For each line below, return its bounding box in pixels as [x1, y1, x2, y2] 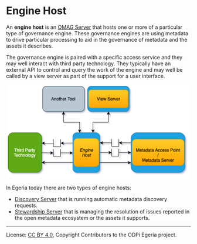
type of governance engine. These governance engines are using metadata [6, 29, 189, 36]
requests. [14, 202, 38, 209]
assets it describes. [6, 42, 53, 49]
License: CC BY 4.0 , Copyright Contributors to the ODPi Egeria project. [6, 231, 177, 238]
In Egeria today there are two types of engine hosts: [6, 184, 132, 191]
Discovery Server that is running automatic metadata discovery [14, 195, 168, 202]
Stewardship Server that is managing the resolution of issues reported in [14, 208, 190, 215]
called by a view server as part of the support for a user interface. [6, 72, 165, 79]
